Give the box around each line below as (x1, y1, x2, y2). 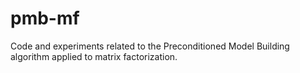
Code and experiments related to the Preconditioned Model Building (10, 40, 290, 52)
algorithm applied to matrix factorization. (10, 50, 178, 62)
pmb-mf (10, 7, 80, 30)
